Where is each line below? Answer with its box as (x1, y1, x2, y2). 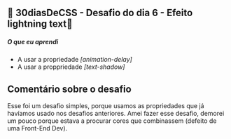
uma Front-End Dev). (7, 124, 68, 133)
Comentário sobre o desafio (7, 83, 132, 95)
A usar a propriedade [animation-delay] (17, 55, 133, 64)
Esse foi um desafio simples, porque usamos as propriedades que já (7, 102, 204, 110)
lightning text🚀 (7, 18, 73, 30)
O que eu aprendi (7, 37, 59, 46)
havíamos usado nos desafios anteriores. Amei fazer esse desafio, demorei (7, 110, 225, 118)
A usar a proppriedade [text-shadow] (17, 62, 125, 71)
